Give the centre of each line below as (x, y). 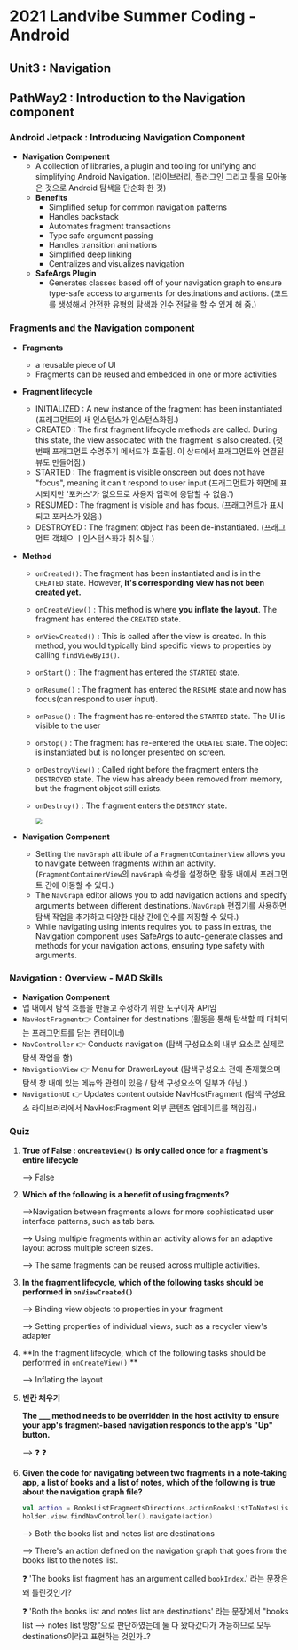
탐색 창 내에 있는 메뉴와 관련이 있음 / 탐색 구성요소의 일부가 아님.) (135, 1083)
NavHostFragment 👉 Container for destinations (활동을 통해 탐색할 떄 (143, 1019)
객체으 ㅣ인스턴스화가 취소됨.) (103, 538)
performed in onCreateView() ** (80, 1363)
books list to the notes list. (70, 1560)
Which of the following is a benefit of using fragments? (125, 1195)
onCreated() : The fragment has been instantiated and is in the (148, 573)
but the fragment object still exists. (98, 788)
